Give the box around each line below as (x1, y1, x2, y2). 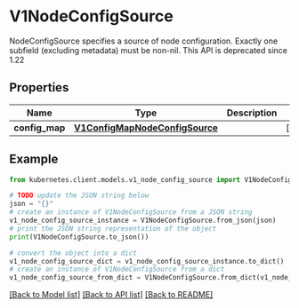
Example (9, 152, 59, 167)
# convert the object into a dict (9, 249, 138, 257)
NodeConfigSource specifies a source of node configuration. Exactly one (9, 36, 279, 46)
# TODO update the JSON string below (9, 191, 149, 201)
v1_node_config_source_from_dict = (9, 273, 141, 282)
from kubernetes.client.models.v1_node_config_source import (9, 175, 241, 184)
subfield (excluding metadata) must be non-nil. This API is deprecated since (9, 44, 287, 55)
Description (226, 107, 278, 119)
